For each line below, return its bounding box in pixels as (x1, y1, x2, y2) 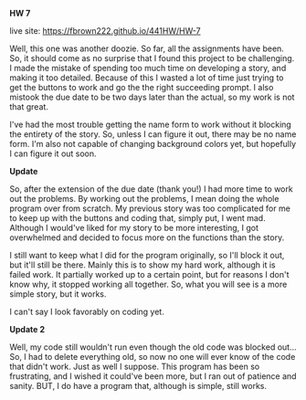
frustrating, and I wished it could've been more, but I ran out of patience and (9, 371, 297, 382)
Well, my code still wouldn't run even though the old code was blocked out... (9, 342, 297, 353)
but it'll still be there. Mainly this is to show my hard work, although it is (9, 259, 276, 270)
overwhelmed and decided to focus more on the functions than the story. (9, 232, 285, 243)
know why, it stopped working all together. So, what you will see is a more (9, 279, 288, 289)
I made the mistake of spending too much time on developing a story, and (9, 63, 287, 73)
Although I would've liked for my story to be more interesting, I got (9, 223, 259, 233)
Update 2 (9, 324, 46, 334)
